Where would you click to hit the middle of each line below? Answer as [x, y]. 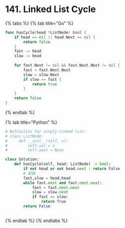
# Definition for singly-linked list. [46, 131]
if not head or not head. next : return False [72, 169]
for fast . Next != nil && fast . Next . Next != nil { [67, 66]
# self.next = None [35, 150]
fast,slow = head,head [47, 178]
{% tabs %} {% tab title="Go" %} [39, 23]
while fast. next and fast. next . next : [62, 183]
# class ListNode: [24, 136]
